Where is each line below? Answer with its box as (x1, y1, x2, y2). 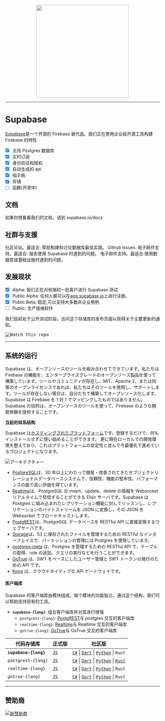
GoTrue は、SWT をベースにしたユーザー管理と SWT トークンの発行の (12, 556, 155, 561)
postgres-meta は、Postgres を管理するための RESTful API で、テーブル (12, 543, 158, 549)
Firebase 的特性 (5, 137, 37, 143)
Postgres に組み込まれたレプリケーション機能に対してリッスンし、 (12, 500, 148, 506)
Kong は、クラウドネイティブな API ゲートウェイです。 (12, 568, 123, 574)
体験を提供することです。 (9, 409, 61, 415)
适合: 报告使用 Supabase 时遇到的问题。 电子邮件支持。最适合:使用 (18, 251, 153, 256)
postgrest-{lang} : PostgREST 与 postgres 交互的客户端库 (19, 615, 135, 621)
